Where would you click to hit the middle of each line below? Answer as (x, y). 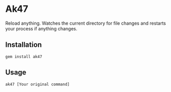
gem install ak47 (24, 57)
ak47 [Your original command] (38, 84)
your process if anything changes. (41, 28)
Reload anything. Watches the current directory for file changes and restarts (86, 23)
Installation (24, 45)
